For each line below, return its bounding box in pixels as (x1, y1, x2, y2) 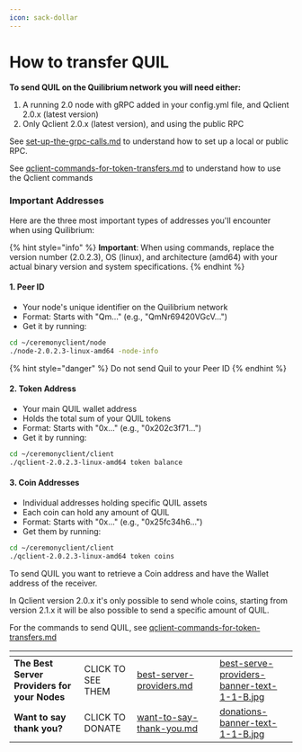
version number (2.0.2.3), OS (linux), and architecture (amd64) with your (9, 251, 279, 262)
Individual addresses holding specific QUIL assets (22, 497, 208, 508)
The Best (13, 657, 54, 669)
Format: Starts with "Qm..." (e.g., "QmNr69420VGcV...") (22, 311, 227, 322)
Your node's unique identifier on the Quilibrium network (22, 302, 228, 313)
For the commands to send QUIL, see (9, 622, 147, 632)
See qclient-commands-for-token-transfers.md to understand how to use (9, 163, 281, 174)
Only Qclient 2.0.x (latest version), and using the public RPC (22, 118, 244, 129)
